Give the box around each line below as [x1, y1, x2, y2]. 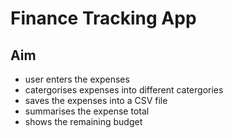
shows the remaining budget [24, 116, 143, 127]
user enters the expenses [24, 73, 130, 85]
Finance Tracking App [10, 7, 197, 30]
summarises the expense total [24, 105, 150, 117]
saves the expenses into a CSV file [24, 95, 168, 106]
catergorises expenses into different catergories [24, 84, 224, 96]
